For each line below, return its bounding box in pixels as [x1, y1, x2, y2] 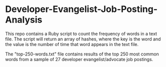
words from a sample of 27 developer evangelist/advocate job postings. [5, 56, 153, 62]
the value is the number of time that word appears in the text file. [5, 41, 139, 47]
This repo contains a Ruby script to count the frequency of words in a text [5, 30, 157, 36]
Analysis [5, 14, 42, 25]
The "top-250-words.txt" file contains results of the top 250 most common [5, 51, 159, 57]
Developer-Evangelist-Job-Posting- [5, 3, 158, 15]
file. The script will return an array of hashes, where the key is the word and [5, 36, 161, 42]
